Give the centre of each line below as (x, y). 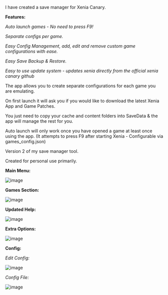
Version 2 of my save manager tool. (42, 151)
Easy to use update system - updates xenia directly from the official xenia (82, 71)
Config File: (17, 277)
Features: (16, 17)
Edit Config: (18, 258)
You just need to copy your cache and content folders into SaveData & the (81, 116)
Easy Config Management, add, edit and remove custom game (70, 46)
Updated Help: (21, 209)
